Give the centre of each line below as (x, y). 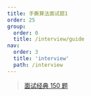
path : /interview (38, 65)
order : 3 (26, 52)
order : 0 (26, 33)
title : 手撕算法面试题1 (38, 13)
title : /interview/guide (49, 39)
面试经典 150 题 (46, 85)
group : (17, 26)
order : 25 (21, 20)
